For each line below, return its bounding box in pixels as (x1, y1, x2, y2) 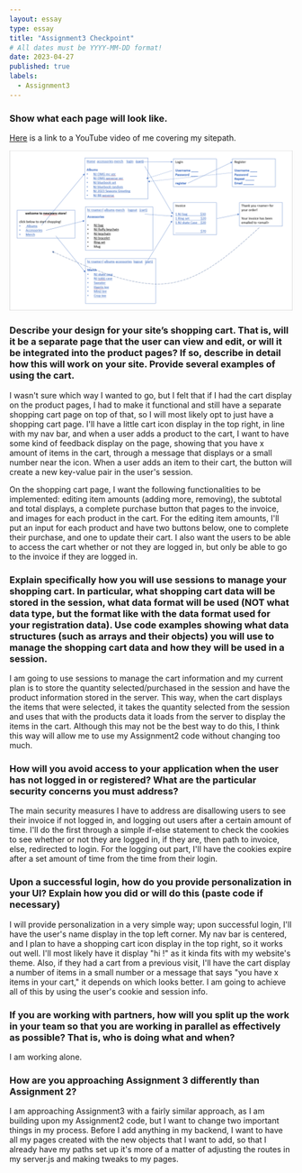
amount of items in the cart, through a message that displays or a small (9, 447, 272, 458)
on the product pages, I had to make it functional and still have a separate (9, 399, 281, 410)
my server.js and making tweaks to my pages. (9, 1154, 179, 1165)
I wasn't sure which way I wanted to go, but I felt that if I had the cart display (9, 389, 292, 400)
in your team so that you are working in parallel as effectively (9, 1020, 281, 1032)
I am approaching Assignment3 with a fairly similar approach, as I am (9, 1105, 265, 1117)
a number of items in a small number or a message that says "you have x (9, 967, 279, 977)
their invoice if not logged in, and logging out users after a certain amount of (9, 815, 292, 826)
